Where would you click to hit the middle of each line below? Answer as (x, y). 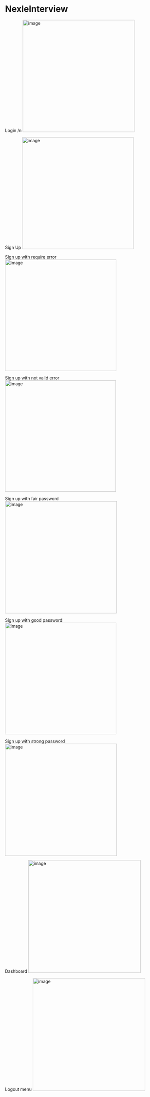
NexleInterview (37, 9)
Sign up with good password (34, 620)
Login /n (13, 130)
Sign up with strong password (35, 741)
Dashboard (16, 971)
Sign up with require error (31, 257)
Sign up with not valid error (32, 378)
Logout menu (19, 1089)
